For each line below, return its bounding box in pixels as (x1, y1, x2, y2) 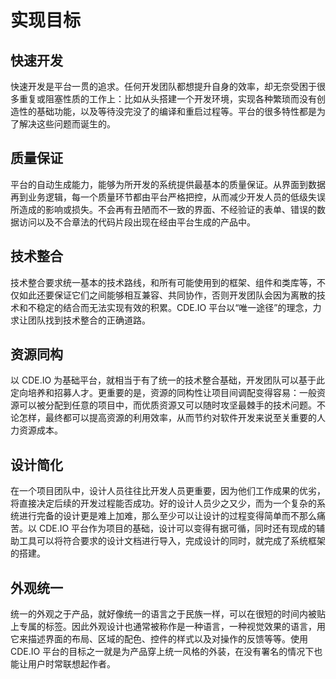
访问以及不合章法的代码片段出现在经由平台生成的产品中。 (18, 216, 256, 228)
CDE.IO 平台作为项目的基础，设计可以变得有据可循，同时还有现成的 (38, 522, 317, 535)
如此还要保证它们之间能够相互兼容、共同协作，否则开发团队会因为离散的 (18, 289, 317, 301)
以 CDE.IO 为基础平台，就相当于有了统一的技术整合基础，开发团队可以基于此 (10, 374, 326, 386)
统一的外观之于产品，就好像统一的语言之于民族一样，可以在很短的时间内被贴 (10, 608, 326, 620)
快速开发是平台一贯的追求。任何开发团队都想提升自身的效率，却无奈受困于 (10, 81, 317, 92)
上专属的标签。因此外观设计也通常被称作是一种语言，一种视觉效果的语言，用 (10, 621, 326, 633)
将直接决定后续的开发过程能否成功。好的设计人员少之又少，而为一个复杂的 (10, 497, 317, 510)
